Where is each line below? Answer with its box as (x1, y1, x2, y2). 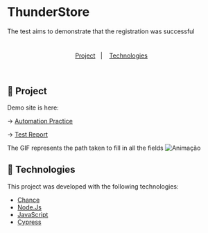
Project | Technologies (75, 51, 148, 60)
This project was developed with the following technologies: (7, 182, 179, 191)
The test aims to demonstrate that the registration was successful (7, 27, 196, 35)
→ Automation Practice (7, 116, 73, 125)
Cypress (17, 218, 42, 226)
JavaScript (17, 210, 49, 218)
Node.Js (17, 202, 42, 212)
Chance (17, 196, 40, 204)
